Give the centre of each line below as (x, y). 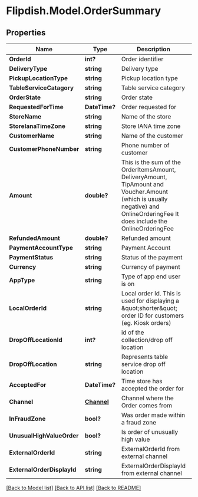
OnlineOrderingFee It (150, 214)
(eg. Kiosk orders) (146, 323)
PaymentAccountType (41, 248)
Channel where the (147, 398)
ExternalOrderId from (151, 449)
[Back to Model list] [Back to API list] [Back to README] (74, 488)
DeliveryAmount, (144, 177)
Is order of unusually (150, 432)
